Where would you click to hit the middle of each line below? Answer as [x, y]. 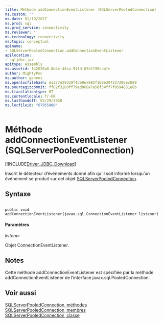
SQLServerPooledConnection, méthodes [46, 305]
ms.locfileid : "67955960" [31, 105]
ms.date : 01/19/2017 [26, 19]
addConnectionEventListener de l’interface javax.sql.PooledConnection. [78, 277]
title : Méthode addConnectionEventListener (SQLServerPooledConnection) [81, 10]
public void [17, 210]
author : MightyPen [24, 74]
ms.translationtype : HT [29, 92]
